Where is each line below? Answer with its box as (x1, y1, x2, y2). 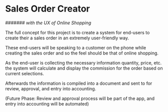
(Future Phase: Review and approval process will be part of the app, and (5, 95, 155, 101)
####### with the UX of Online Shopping (5, 20, 92, 26)
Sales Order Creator (5, 3, 91, 15)
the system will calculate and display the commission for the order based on (5, 65, 163, 71)
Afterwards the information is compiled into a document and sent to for (5, 80, 152, 86)
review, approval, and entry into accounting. (5, 85, 97, 91)
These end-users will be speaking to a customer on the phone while (5, 44, 146, 50)
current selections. (5, 70, 44, 76)
